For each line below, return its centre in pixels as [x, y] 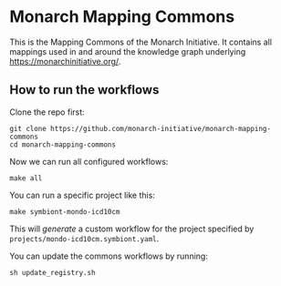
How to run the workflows [84, 90]
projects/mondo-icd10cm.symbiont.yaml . [84, 238]
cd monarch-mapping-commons [63, 144]
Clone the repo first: [47, 112]
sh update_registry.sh [52, 272]
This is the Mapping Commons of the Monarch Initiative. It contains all [140, 42]
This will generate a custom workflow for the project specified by [132, 229]
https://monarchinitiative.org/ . [65, 61]
